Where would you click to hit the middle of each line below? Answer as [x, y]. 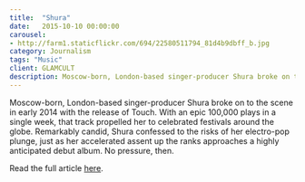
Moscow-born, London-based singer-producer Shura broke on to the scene [151, 102]
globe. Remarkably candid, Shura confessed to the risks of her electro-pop [150, 131]
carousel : [28, 34]
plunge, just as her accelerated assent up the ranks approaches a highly [144, 140]
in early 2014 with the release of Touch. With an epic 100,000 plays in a [143, 112]
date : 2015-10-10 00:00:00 [64, 26]
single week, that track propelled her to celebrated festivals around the [142, 121]
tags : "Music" [36, 60]
